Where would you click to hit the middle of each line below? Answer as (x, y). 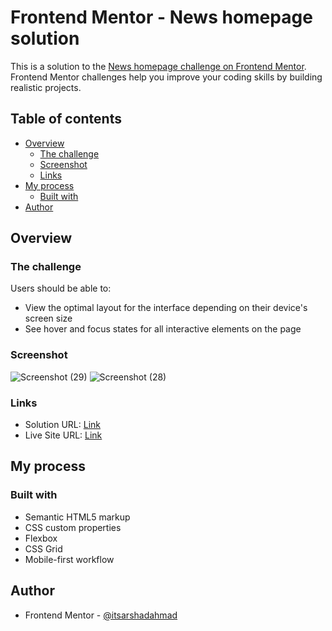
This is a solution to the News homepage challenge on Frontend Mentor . (158, 66)
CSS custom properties (73, 527)
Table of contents (66, 119)
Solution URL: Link (62, 425)
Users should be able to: (61, 288)
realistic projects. (46, 87)
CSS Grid (43, 548)
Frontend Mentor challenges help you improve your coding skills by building (166, 77)
